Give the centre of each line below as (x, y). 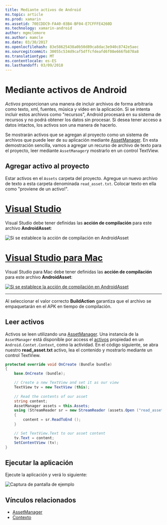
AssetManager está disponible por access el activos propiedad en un (75, 339)
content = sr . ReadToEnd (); (52, 420)
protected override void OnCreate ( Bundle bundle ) (59, 364)
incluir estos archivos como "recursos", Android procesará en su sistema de (83, 115)
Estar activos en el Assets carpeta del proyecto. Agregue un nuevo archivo (82, 178)
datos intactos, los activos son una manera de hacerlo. (61, 125)
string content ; (31, 401)
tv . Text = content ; (34, 438)
